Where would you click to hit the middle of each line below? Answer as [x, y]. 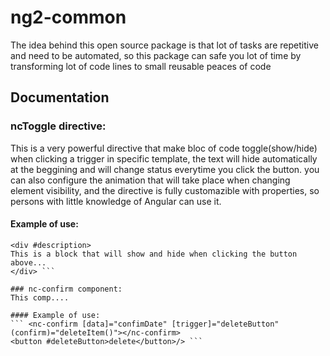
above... [28, 262]
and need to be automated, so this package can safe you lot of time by [156, 55]
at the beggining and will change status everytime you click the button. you [165, 169]
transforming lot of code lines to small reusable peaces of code [141, 66]
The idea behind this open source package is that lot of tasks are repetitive [164, 45]
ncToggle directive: [58, 126]
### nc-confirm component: [66, 289]
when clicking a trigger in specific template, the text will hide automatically [164, 158]
